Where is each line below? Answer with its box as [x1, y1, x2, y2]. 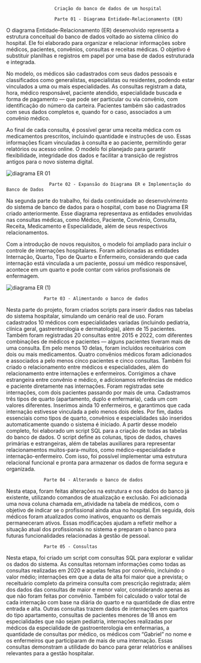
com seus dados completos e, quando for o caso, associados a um [6, 109, 172, 115]
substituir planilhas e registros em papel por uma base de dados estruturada [6, 52, 194, 59]
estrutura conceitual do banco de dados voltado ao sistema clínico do [6, 33, 178, 40]
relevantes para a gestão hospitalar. [6, 650, 95, 656]
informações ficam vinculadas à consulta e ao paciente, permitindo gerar [6, 139, 187, 146]
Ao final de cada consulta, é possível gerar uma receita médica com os [6, 126, 181, 133]
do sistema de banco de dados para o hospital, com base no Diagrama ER [6, 204, 188, 210]
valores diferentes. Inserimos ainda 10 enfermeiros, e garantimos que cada [6, 402, 190, 409]
